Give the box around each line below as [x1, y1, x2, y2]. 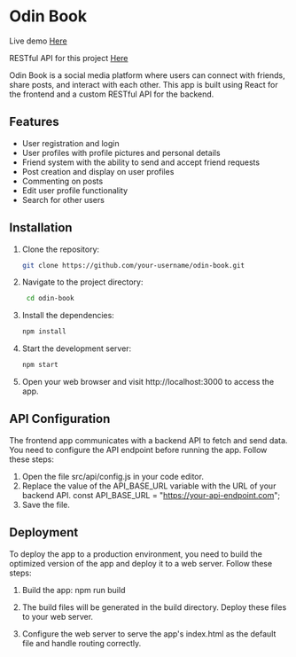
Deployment [9, 525, 79, 540]
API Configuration [9, 411, 111, 426]
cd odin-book [26, 294, 74, 303]
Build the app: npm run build [21, 584, 126, 595]
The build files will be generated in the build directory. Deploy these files [21, 601, 287, 613]
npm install [21, 327, 66, 336]
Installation [9, 220, 73, 236]
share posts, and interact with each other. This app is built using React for [9, 79, 279, 90]
